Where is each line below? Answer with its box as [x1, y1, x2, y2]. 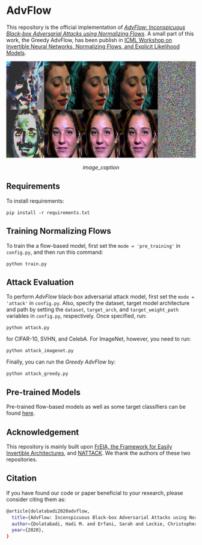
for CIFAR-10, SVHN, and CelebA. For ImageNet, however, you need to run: [6, 335, 191, 342]
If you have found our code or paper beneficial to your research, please [6, 489, 183, 496]
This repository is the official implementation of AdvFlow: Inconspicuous [6, 24, 185, 31]
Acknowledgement [6, 427, 79, 437]
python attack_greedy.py [6, 371, 69, 377]
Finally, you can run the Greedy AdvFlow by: [6, 358, 116, 365]
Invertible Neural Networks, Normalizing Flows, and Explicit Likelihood [6, 43, 180, 50]
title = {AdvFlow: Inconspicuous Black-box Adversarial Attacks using [11, 514, 187, 520]
